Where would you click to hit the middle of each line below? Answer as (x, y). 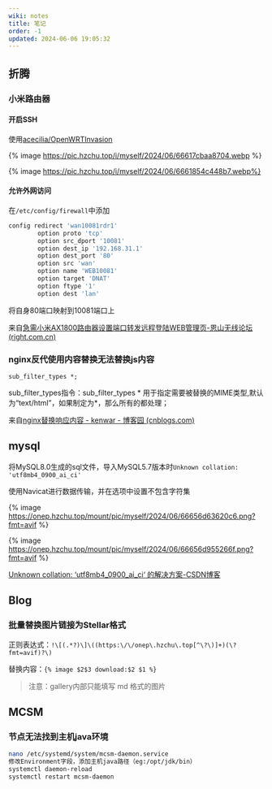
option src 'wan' (67, 264)
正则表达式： (30, 644)
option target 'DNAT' (74, 279)
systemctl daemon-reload (50, 769)
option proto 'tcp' (71, 233)
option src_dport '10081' (82, 241)
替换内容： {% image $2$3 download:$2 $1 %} (82, 669)
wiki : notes (28, 16)
